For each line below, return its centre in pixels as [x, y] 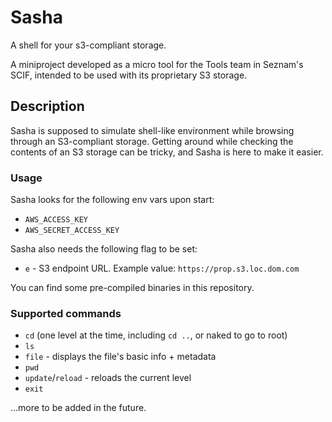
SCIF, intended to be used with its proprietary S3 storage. [129, 75]
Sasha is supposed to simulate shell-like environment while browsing [152, 130]
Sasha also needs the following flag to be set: [104, 249]
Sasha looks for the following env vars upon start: [112, 200]
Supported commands [66, 313]
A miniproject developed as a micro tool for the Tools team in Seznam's [157, 64]
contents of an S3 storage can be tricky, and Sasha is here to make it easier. [167, 152]
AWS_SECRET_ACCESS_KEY [72, 231]
